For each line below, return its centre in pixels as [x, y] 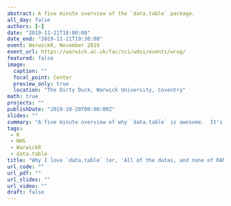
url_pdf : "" [24, 173]
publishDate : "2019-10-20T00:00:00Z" [61, 109]
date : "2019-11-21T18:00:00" [49, 33]
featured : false [30, 58]
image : [16, 65]
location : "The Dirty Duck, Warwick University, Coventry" [100, 90]
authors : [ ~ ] [26, 26]
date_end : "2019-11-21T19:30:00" [55, 39]
